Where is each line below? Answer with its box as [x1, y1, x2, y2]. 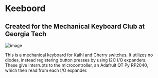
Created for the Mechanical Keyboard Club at [5, 22, 145, 31]
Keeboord [5, 3, 46, 14]
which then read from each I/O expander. [5, 67, 88, 73]
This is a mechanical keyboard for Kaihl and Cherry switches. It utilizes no [5, 52, 153, 58]
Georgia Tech [5, 30, 47, 38]
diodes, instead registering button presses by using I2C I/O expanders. [5, 57, 147, 63]
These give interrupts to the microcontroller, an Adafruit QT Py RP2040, [5, 62, 148, 68]
